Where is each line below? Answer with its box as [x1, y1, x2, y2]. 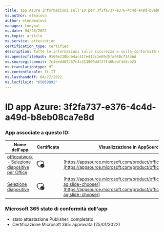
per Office [7, 170, 28, 175]
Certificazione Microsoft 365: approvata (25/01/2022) [12, 222, 121, 228]
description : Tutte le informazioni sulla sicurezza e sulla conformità [5, 49, 156, 54]
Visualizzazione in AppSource [98, 144, 162, 150]
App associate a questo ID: [5, 129, 70, 136]
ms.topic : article [5, 34, 42, 39]
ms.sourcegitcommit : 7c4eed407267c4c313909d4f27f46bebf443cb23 [5, 59, 137, 64]
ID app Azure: [5, 101, 62, 113]
